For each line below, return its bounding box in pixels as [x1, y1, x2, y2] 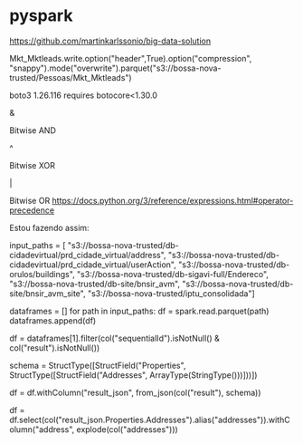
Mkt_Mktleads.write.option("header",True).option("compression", [9, 53, 252, 63]
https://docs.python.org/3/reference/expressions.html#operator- [52, 195, 294, 206]
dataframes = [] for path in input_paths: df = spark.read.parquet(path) [9, 305, 270, 316]
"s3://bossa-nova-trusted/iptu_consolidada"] [87, 287, 255, 299]
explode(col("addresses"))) [76, 423, 178, 435]
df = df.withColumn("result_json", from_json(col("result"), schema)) [9, 387, 261, 398]
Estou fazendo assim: [9, 222, 90, 233]
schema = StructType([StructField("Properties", [9, 360, 186, 371]
